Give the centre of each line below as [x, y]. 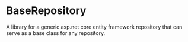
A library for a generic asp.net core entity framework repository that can [94, 27]
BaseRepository [46, 11]
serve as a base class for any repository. [56, 33]
